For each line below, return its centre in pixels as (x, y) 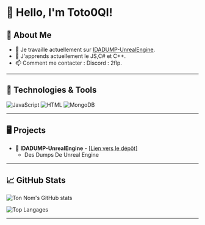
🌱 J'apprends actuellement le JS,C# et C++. (70, 56)
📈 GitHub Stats (36, 180)
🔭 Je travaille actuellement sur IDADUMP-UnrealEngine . (85, 49)
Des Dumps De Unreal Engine (62, 154)
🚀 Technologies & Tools (52, 90)
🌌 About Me (29, 35)
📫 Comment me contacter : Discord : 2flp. (68, 63)
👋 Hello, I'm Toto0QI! (59, 12)
